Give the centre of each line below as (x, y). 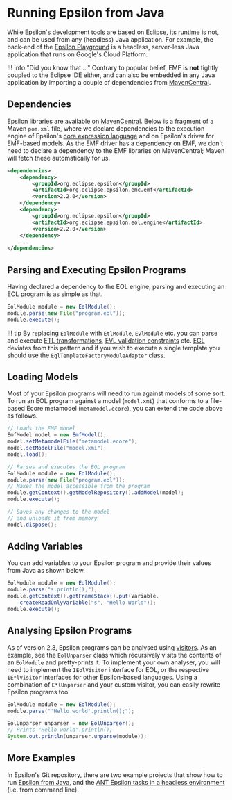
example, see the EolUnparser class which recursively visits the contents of (114, 655)
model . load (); (28, 454)
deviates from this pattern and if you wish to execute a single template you (114, 348)
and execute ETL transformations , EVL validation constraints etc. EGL (106, 340)
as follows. (23, 416)
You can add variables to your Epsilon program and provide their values (109, 563)
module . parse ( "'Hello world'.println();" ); (71, 711)
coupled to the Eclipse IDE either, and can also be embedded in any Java (111, 75)
